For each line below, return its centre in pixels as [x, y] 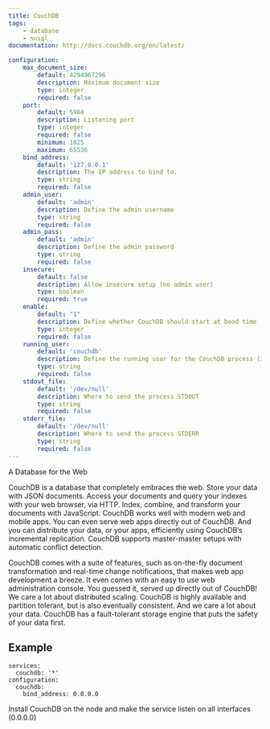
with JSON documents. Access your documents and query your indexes [128, 496]
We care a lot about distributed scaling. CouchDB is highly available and [127, 596]
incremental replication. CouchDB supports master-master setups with [125, 539]
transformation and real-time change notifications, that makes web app [126, 571]
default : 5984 [61, 113]
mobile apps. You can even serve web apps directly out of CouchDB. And [130, 521]
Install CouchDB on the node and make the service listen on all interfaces [129, 709]
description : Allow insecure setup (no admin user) [126, 285]
